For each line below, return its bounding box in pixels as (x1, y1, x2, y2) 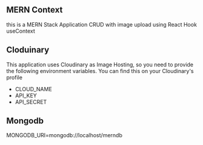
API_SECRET (15, 98, 47, 105)
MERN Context (6, 5, 63, 15)
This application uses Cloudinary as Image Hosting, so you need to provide (6, 60, 194, 68)
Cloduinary (6, 45, 50, 55)
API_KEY (15, 92, 38, 99)
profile (6, 74, 23, 81)
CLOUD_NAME (15, 85, 53, 92)
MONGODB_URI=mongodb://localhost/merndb (6, 132, 122, 139)
